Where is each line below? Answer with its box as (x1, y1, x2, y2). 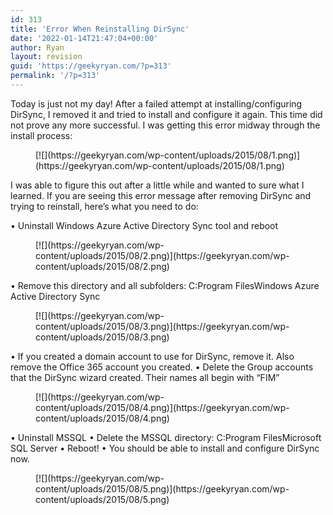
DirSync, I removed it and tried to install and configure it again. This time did (10, 108, 323, 120)
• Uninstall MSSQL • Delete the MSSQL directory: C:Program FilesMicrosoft (10, 431, 322, 443)
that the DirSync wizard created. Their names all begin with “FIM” (10, 371, 280, 383)
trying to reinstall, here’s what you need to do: (10, 200, 199, 212)
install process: (10, 129, 73, 141)
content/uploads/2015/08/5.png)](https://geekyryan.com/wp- (35, 482, 290, 495)
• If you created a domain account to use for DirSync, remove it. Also (10, 350, 295, 362)
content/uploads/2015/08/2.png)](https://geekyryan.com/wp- (35, 249, 290, 261)
